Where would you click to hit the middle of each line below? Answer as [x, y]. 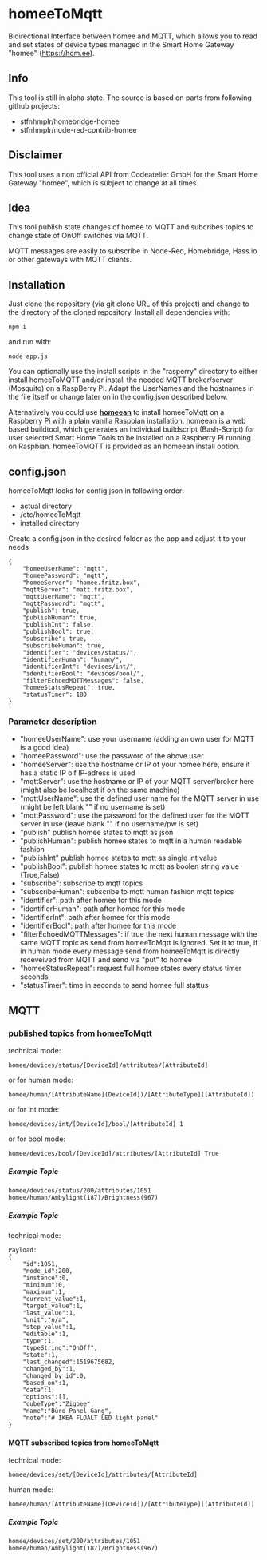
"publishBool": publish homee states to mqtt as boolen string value [129, 866]
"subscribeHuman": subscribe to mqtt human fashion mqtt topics [127, 892]
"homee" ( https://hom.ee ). [51, 53]
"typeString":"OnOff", [60, 1347]
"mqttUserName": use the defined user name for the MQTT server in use [139, 798]
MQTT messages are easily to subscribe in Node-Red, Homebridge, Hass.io [133, 251]
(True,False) [39, 875]
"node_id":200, [48, 1271]
